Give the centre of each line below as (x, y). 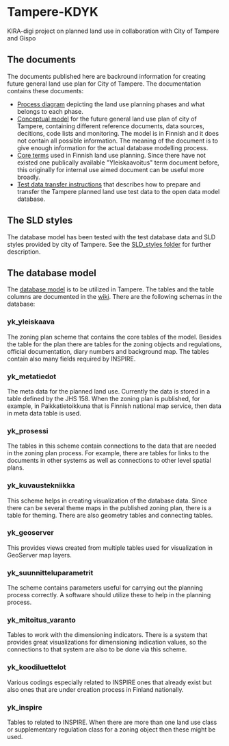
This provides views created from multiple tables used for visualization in (110, 548)
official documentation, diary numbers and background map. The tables (108, 351)
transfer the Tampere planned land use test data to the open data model (118, 191)
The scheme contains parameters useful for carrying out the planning (105, 588)
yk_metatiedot (32, 376)
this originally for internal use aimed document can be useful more (110, 169)
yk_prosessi (28, 431)
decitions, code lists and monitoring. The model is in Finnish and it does (118, 133)
